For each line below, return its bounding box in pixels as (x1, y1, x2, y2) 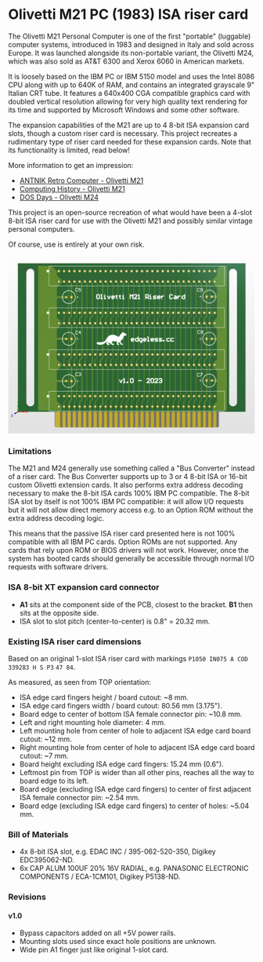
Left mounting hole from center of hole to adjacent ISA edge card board (19, 726, 251, 736)
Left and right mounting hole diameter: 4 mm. (19, 718, 166, 727)
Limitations (8, 446, 52, 457)
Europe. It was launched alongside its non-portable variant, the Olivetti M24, (8, 48, 254, 57)
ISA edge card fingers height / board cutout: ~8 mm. (19, 693, 189, 702)
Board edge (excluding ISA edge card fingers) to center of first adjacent (19, 785, 252, 794)
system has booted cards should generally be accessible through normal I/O (8, 554, 254, 563)
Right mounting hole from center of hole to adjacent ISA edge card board (19, 743, 255, 752)
